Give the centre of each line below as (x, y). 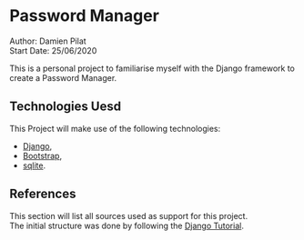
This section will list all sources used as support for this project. (129, 215)
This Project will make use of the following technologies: (115, 128)
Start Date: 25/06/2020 (53, 50)
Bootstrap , (42, 155)
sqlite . (34, 165)
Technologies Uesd (65, 107)
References (43, 194)
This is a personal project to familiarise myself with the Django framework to (152, 68)
